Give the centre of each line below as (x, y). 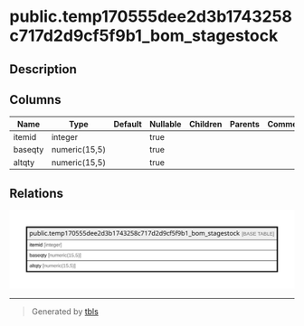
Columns (35, 100)
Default (128, 124)
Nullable (165, 124)
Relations (37, 193)
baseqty (28, 150)
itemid (25, 137)
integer (65, 137)
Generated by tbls (65, 312)
